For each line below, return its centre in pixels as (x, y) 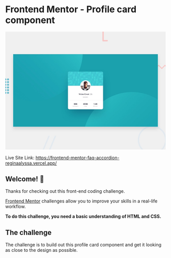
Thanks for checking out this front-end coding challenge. (65, 191)
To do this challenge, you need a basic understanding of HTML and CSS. (83, 216)
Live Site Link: (20, 158)
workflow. (16, 207)
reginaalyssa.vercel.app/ (31, 163)
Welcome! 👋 (25, 179)
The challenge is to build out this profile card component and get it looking (83, 245)
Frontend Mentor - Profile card (71, 9)
